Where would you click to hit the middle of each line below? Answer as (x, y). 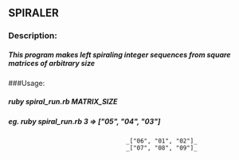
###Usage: (27, 84)
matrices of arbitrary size (52, 63)
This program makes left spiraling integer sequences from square (119, 54)
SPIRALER (34, 13)
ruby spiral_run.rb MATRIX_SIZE (63, 101)
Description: (33, 36)
